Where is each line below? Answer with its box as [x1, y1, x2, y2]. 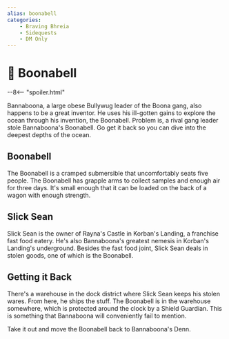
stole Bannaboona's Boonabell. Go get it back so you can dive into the [7, 123, 207, 132]
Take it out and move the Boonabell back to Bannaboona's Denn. [7, 325, 191, 333]
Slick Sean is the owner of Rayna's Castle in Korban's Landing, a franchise [7, 229, 219, 238]
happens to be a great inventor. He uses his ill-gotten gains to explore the [7, 109, 216, 117]
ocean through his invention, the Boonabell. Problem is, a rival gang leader [7, 116, 219, 125]
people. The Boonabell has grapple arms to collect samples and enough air [7, 176, 221, 185]
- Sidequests [19, 29, 57, 37]
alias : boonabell [7, 10, 57, 17]
